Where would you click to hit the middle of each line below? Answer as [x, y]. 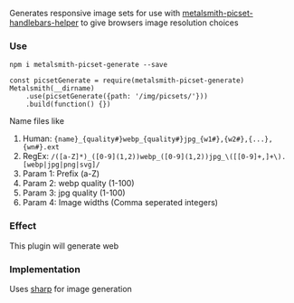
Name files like [37, 121]
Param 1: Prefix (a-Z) [61, 174]
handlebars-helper [44, 23]
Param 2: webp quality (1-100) [78, 184]
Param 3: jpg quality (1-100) [74, 193]
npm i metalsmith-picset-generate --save [89, 65]
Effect [23, 226]
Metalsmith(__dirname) [52, 89]
